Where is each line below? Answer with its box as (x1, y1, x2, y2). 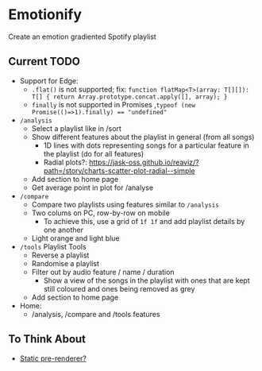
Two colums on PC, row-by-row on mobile (31, 208, 171, 218)
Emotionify (8, 6, 82, 24)
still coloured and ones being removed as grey (43, 284, 195, 293)
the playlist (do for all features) (43, 149, 144, 158)
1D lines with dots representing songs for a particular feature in (43, 141, 250, 150)
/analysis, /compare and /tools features (31, 309, 160, 319)
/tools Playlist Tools (19, 242, 87, 251)
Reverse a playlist (31, 250, 90, 260)
